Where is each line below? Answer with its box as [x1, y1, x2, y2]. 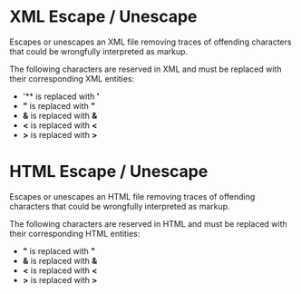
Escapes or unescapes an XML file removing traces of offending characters [9, 36, 292, 47]
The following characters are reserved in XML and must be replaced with [9, 64, 282, 74]
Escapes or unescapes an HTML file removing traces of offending [9, 191, 256, 201]
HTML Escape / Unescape [9, 162, 209, 182]
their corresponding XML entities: [9, 73, 135, 83]
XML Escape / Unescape [9, 6, 198, 27]
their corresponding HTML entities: [9, 228, 141, 239]
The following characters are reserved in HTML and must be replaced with [9, 218, 287, 229]
